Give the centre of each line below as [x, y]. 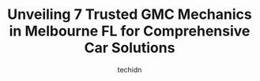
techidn [130, 69]
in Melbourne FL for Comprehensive [130, 31]
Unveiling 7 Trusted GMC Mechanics [130, 15]
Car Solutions [130, 48]
